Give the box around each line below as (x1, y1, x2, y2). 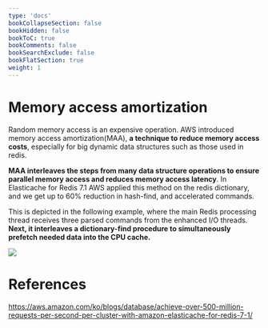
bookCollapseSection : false (8, 19, 102, 27)
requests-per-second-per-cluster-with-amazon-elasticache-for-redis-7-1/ (8, 310, 254, 320)
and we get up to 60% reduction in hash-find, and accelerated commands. (8, 191, 254, 201)
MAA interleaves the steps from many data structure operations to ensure (8, 166, 260, 175)
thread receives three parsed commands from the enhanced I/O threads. (8, 215, 248, 225)
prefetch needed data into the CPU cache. (8, 232, 151, 242)
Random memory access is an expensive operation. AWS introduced (8, 125, 234, 134)
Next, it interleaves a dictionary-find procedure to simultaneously (8, 223, 231, 233)
